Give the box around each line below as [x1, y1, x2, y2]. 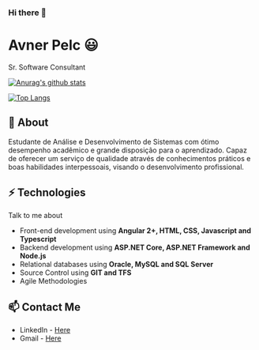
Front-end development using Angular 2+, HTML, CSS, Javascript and [19, 226, 251, 235]
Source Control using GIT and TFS [19, 268, 132, 277]
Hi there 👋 [8, 7, 47, 18]
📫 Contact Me [8, 300, 81, 314]
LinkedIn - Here [19, 326, 71, 335]
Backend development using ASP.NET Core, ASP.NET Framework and [19, 243, 250, 252]
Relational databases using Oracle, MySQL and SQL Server [19, 260, 214, 269]
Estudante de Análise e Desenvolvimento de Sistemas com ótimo [8, 137, 220, 146]
